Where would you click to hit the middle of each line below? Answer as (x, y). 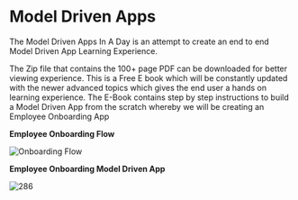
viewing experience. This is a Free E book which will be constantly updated (149, 77)
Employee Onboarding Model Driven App (87, 168)
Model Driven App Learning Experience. (83, 50)
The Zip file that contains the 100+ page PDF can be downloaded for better (149, 68)
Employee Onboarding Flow (62, 133)
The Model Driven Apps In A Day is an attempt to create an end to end (140, 41)
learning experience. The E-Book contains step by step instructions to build (149, 97)
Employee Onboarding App (59, 116)
